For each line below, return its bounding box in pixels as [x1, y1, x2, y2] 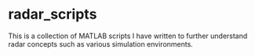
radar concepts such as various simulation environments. [8, 39, 194, 48]
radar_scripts [8, 5, 97, 23]
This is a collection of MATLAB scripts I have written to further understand [8, 31, 248, 40]
